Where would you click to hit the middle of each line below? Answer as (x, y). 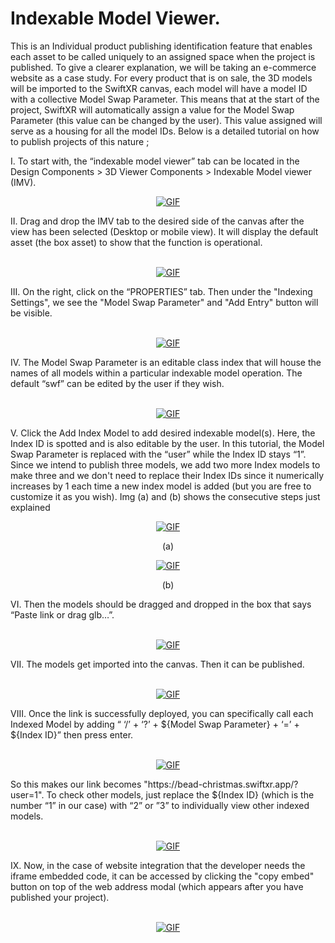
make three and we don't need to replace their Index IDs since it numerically (167, 475)
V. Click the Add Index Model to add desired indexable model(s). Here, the (163, 433)
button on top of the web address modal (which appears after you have (157, 886)
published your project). (60, 897)
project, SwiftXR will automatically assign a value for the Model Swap (152, 109)
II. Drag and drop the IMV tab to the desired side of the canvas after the (157, 221)
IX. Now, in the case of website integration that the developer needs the (158, 865)
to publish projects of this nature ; (80, 141)
